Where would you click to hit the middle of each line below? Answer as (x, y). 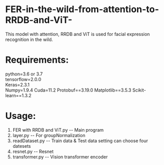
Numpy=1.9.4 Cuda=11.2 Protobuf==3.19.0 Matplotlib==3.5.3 (68, 90)
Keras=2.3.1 (17, 85)
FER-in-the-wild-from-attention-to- (82, 9)
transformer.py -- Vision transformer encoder (60, 157)
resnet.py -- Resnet (33, 151)
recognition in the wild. (29, 39)
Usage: (21, 116)
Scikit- (139, 90)
